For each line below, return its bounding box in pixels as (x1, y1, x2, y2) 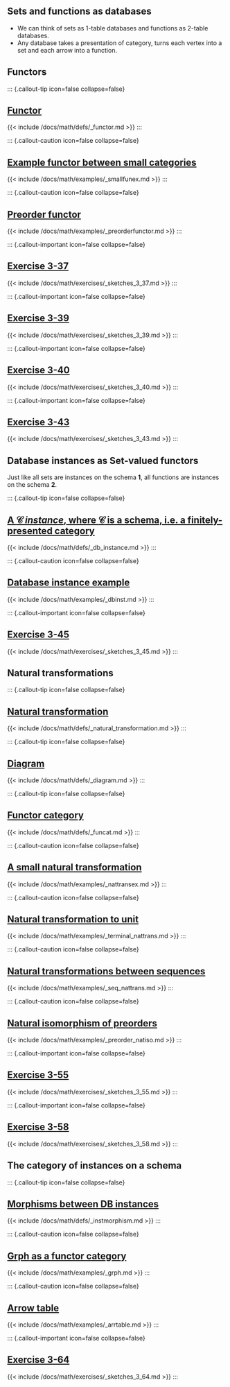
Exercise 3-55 (7, 1069, 69, 1081)
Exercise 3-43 (7, 416, 70, 428)
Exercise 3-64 (7, 1354, 70, 1366)
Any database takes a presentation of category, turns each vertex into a (17, 38, 222, 47)
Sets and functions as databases (7, 6, 152, 17)
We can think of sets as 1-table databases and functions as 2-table (17, 24, 209, 32)
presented (7, 525, 53, 537)
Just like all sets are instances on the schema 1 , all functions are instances (7, 473, 220, 481)
